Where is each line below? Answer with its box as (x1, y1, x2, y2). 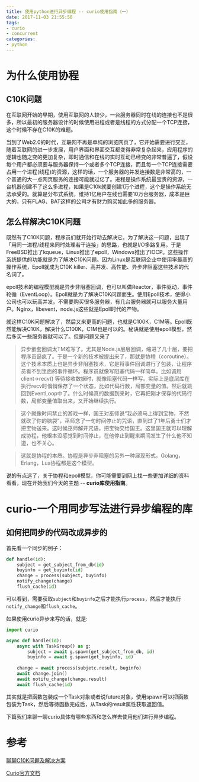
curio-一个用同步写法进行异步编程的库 (6, 502, 193, 516)
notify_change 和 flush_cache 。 (6, 602, 81, 610)
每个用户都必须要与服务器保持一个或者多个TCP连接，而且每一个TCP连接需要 (6, 160, 193, 168)
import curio (6, 627, 38, 633)
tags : (6, 20, 20, 25)
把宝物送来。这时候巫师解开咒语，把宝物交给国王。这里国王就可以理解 (20, 424, 192, 432)
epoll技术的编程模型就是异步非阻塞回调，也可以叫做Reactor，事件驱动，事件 (6, 283, 192, 290)
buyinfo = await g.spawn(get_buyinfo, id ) (27, 654, 134, 660)
